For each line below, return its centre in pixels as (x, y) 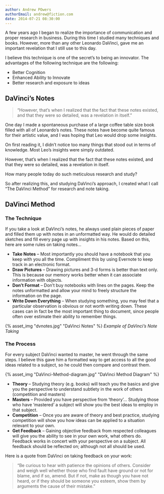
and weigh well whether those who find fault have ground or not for (85, 470)
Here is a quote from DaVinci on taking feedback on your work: (69, 456)
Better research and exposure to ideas (51, 83)
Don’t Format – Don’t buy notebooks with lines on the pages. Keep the (83, 285)
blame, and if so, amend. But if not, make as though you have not (82, 476)
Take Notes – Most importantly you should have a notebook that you (81, 254)
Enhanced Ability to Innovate (41, 78)
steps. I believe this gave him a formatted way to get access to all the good (81, 360)
